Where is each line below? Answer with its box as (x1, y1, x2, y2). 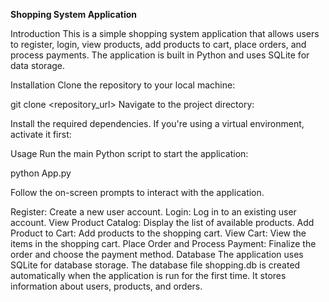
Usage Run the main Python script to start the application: (10, 148, 249, 159)
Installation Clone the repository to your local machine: (10, 79, 236, 91)
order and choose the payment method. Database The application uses (10, 249, 304, 260)
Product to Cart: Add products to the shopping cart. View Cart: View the (10, 227, 307, 239)
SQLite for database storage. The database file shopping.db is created (10, 259, 301, 271)
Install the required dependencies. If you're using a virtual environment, (10, 118, 305, 129)
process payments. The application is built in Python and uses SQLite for (10, 49, 310, 61)
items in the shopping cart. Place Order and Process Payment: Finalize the (10, 238, 317, 249)
